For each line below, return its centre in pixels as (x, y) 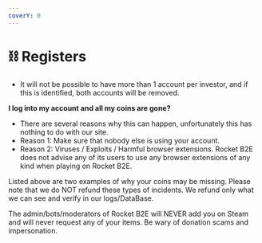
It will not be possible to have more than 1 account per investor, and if (134, 84)
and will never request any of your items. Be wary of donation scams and (129, 222)
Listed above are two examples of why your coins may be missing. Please (130, 181)
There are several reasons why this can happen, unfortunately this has (136, 123)
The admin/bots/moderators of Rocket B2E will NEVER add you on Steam (129, 214)
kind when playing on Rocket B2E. (76, 166)
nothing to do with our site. (64, 131)
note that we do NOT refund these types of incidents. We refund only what (131, 190)
